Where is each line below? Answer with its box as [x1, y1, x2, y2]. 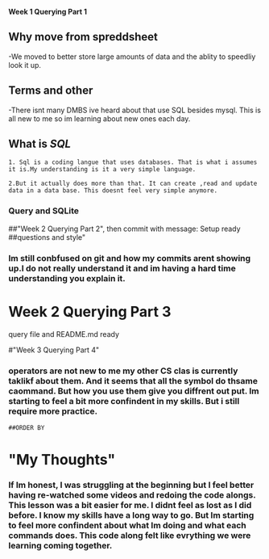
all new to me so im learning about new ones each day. [8, 113, 191, 124]
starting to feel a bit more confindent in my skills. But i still [8, 395, 240, 406]
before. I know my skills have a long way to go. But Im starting [8, 510, 255, 520]
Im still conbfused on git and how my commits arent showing [8, 252, 251, 263]
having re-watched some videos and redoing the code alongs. [8, 490, 256, 500]
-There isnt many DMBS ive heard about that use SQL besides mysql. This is [8, 105, 262, 115]
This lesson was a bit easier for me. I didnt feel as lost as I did [8, 500, 252, 511]
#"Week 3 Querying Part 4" [8, 345, 100, 355]
